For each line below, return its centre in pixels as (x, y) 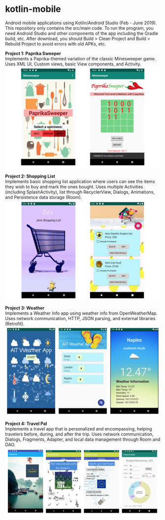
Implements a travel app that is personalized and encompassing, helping (79, 428)
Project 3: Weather (25, 308)
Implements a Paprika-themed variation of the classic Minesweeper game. (81, 58)
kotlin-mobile (33, 9)
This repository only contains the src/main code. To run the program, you (79, 28)
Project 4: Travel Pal (26, 424)
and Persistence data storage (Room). (44, 197)
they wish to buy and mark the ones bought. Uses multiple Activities (74, 187)
